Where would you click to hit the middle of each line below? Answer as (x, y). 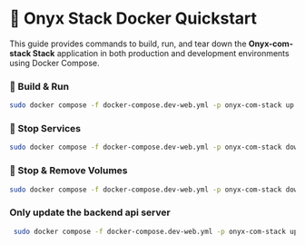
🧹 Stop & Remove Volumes (69, 171)
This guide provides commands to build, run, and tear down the (128, 44)
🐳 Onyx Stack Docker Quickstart (133, 19)
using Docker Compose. (54, 63)
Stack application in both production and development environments (161, 53)
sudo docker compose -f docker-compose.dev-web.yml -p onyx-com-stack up (152, 105)
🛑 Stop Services (45, 129)
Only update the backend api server (90, 212)
